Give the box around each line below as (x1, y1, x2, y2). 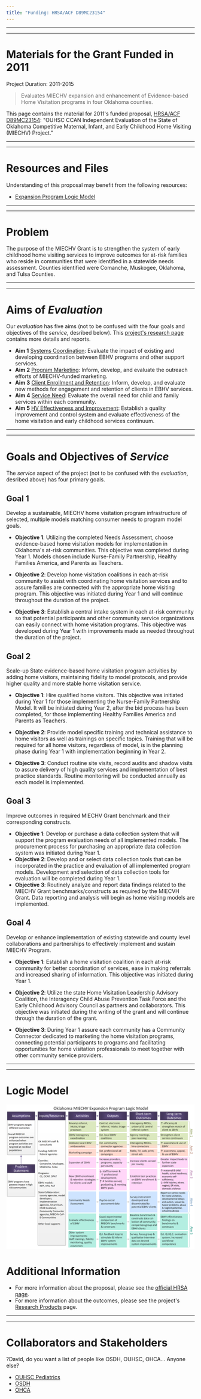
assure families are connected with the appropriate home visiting (14, 584, 175, 591)
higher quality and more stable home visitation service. (6, 680, 142, 687)
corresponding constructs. (6, 818, 72, 826)
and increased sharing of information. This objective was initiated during (14, 971, 194, 978)
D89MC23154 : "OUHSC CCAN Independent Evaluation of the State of (6, 116, 178, 123)
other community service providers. (14, 1052, 103, 1059)
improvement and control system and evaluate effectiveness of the (14, 411, 180, 418)
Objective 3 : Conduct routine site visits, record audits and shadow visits (14, 759, 193, 766)
